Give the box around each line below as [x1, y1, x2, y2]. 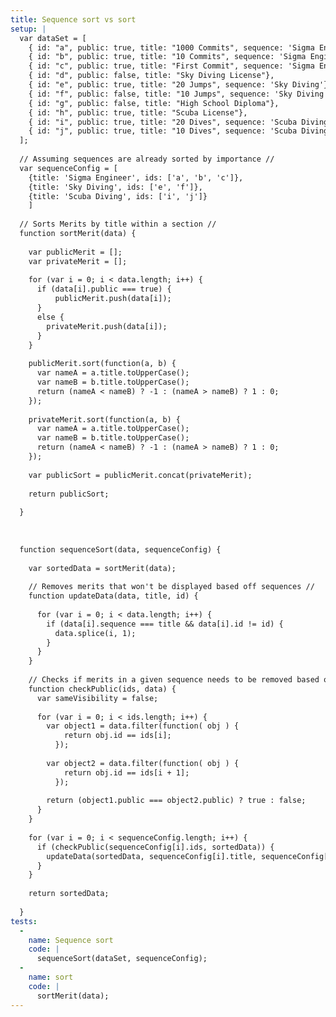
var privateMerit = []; [28, 256, 128, 266]
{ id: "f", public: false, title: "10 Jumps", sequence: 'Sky [28, 89, 293, 99]
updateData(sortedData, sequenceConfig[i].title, [46, 851, 257, 861]
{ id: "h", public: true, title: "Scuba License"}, [28, 107, 248, 118]
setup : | [10, 24, 47, 34]
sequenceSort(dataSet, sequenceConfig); [36, 954, 208, 964]
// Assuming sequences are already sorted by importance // [19, 154, 275, 164]
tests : [10, 916, 38, 926]
